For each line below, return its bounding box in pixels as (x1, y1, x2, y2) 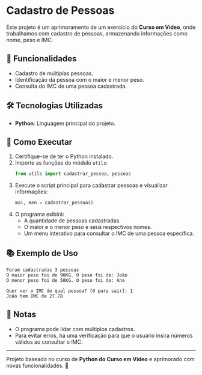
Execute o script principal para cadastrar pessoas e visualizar (14, 181, 168, 189)
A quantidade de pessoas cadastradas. (23, 217, 121, 224)
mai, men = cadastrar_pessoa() (14, 200, 94, 206)
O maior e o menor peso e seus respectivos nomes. (23, 224, 152, 231)
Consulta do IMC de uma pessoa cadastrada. (14, 82, 127, 90)
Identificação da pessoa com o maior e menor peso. (14, 76, 144, 83)
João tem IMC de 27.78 (6, 293, 63, 299)
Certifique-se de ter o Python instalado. (14, 153, 114, 160)
